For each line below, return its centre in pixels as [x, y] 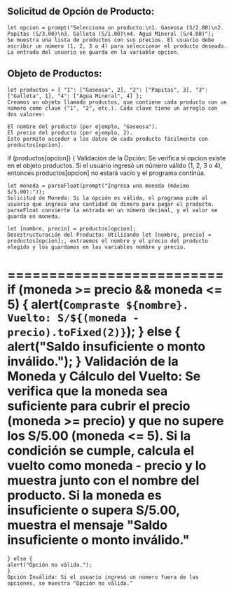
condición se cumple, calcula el [101, 450]
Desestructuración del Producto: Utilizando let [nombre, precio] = [109, 235]
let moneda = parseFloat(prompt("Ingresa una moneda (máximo [98, 186]
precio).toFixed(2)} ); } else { [94, 331]
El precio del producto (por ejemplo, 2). [70, 132]
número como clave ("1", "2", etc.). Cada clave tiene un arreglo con [112, 108]
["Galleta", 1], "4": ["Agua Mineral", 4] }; [75, 96]
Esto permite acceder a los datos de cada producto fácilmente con [108, 139]
